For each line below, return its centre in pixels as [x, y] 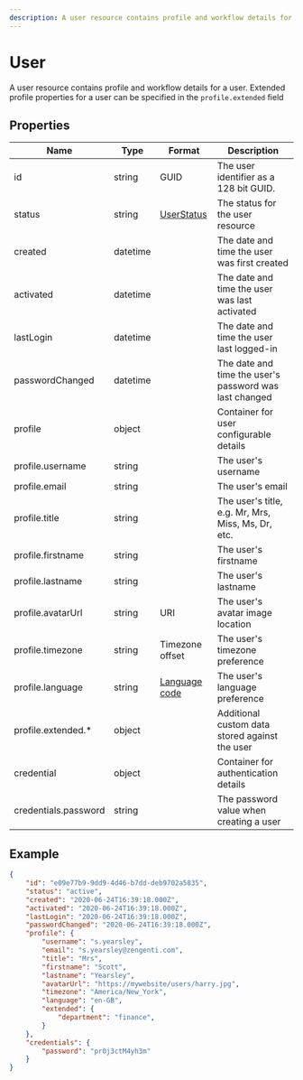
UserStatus [183, 215]
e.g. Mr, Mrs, [244, 513]
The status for [247, 203]
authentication [248, 773]
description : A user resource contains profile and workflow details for [151, 18]
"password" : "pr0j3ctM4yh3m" [96, 1051]
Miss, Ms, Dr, [244, 524]
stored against [247, 736]
